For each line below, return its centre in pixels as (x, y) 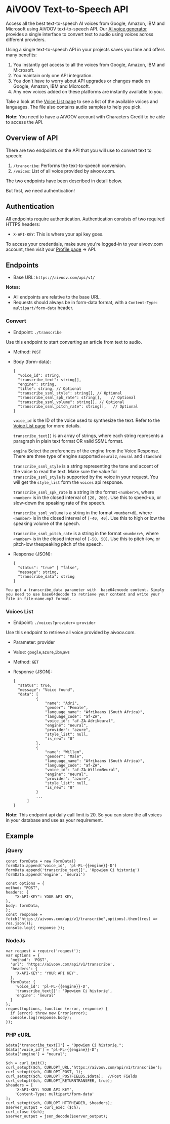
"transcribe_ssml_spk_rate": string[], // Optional (77, 398)
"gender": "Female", (67, 707)
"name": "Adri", (62, 703)
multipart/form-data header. (43, 308)
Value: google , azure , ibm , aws (41, 652)
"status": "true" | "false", (49, 568)
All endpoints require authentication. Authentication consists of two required (85, 219)
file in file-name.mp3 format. (39, 599)
